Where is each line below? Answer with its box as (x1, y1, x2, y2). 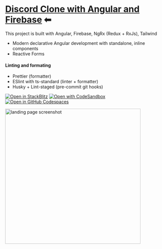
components (12, 45, 38, 51)
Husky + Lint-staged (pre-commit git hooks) (12, 84, 103, 90)
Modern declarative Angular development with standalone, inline (12, 40, 146, 46)
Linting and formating (5, 62, 51, 68)
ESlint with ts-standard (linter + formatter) (12, 79, 99, 85)
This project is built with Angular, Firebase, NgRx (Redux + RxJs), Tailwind (5, 30, 158, 36)
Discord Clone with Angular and (5, 3, 140, 15)
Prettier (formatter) (12, 73, 51, 79)
